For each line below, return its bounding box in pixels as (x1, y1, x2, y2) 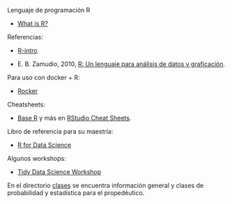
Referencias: (7, 33, 44, 41)
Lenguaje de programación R (7, 6, 91, 14)
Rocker (17, 87, 38, 95)
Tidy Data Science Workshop (17, 168, 102, 176)
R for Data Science (17, 141, 72, 149)
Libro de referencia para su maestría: (7, 127, 114, 135)
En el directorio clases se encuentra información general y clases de (7, 181, 204, 189)
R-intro (17, 47, 38, 54)
